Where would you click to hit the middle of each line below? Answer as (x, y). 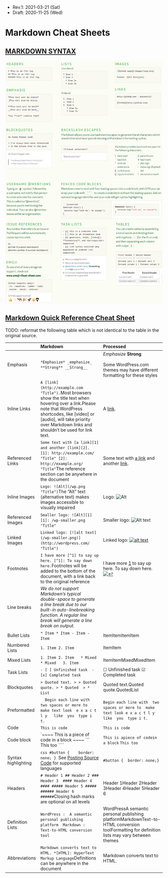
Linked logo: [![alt (62, 532)
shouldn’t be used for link (66, 430)
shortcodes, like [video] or (67, 414)
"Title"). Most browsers (66, 393)
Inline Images (21, 497)
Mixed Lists (19, 660)
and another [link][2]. (65, 448)
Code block (19, 740)
